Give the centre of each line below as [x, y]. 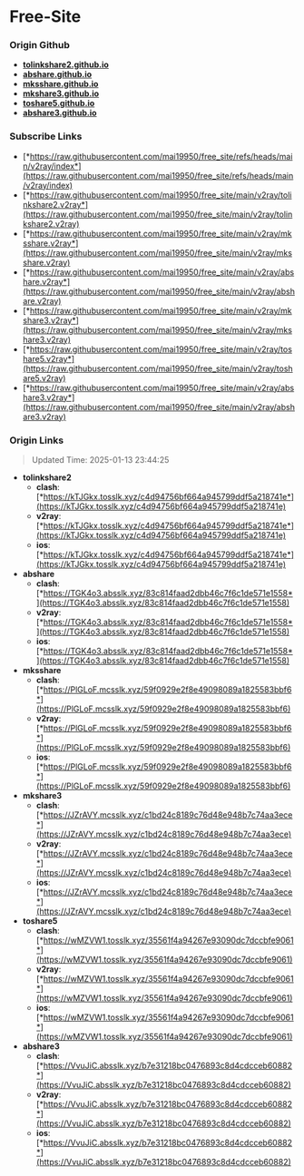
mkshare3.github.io [61, 93]
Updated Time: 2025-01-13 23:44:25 [100, 460]
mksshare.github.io [60, 84]
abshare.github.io [57, 74]
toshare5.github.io [59, 103]
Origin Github [40, 45]
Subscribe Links [46, 136]
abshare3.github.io [59, 113]
